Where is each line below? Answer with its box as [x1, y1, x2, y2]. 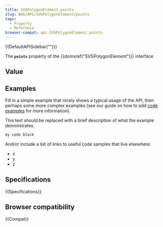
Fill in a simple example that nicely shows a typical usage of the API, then [5, 97, 154, 104]
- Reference [9, 26, 35, 31]
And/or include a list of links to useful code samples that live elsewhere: [5, 141, 152, 147]
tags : [5, 16, 16, 21]
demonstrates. [5, 123, 35, 129]
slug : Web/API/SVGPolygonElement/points [5, 12, 90, 17]
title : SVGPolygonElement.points [5, 7, 74, 12]
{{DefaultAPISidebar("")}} [5, 44, 57, 49]
